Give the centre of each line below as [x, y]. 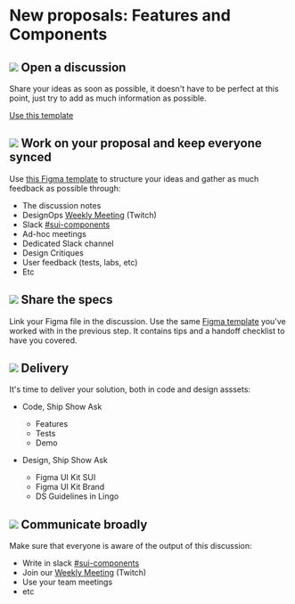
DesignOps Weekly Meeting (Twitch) [90, 215]
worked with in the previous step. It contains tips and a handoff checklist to [147, 331]
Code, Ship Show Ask [62, 407]
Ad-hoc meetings [54, 233]
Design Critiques [53, 253]
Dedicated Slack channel [68, 243]
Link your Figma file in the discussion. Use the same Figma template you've [148, 321]
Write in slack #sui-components [81, 563]
